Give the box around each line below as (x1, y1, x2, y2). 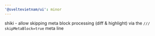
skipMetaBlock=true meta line (4, 25, 64, 31)
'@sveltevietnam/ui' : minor (4, 7, 62, 12)
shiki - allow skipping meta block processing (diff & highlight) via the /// (4, 20, 150, 26)
